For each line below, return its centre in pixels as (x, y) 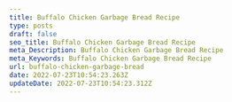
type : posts (31, 26)
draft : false (33, 34)
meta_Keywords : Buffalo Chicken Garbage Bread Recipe (111, 59)
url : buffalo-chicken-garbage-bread (77, 67)
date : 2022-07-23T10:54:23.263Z (69, 75)
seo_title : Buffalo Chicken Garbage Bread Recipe (103, 42)
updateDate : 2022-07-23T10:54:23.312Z (81, 83)
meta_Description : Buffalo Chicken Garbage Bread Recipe (116, 51)
